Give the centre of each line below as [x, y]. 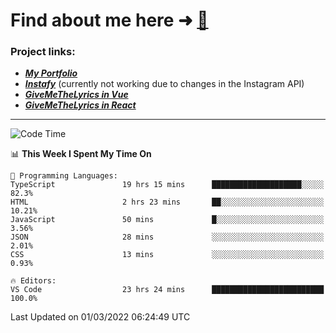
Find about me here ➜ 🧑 [109, 20]
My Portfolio [51, 73]
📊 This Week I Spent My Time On [81, 154]
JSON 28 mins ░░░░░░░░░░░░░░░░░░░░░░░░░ [167, 237]
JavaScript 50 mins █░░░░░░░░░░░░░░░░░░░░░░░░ [167, 220]
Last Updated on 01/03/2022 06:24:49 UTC [100, 317]
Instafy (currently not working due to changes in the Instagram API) [164, 84]
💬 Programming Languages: [64, 176]
